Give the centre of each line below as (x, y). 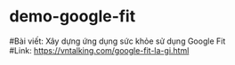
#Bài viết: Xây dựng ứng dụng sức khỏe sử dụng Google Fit (117, 41)
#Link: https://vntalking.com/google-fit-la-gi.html (99, 50)
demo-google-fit (73, 16)
